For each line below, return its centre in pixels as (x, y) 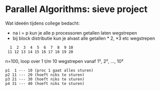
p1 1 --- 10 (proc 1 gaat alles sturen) (49, 70)
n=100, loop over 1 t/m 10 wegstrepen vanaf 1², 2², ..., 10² (64, 61)
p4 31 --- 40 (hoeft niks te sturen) (45, 83)
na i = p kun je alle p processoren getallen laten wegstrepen (75, 33)
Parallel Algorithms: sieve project (76, 9)
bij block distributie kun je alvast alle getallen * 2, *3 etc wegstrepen (84, 38)
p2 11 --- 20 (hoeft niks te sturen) (45, 75)
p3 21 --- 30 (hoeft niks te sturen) (45, 79)
